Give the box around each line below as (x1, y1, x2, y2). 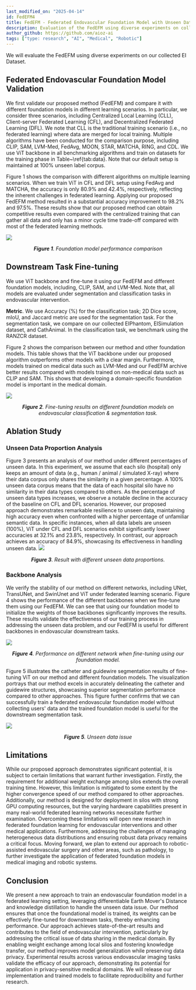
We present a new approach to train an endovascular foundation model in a (6, 891, 187, 898)
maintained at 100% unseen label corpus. (6, 161, 106, 168)
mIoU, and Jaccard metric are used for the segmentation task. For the (6, 313, 174, 320)
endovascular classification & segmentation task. (38, 409, 158, 416)
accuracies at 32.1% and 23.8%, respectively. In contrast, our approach (6, 532, 178, 539)
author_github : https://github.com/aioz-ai (6, 30, 114, 36)
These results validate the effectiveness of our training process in (6, 615, 164, 622)
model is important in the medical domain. (6, 381, 107, 388)
